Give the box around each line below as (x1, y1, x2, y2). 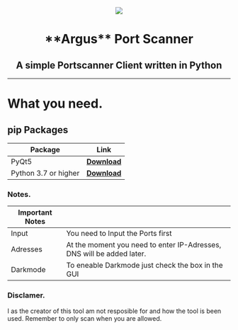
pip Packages (7, 124, 69, 136)
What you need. (7, 96, 103, 112)
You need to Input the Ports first (66, 229, 172, 239)
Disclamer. (7, 290, 45, 300)
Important (18, 207, 52, 217)
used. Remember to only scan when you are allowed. (7, 314, 162, 322)
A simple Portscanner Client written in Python (16, 59, 222, 71)
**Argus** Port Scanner (45, 31, 193, 47)
